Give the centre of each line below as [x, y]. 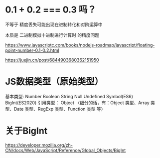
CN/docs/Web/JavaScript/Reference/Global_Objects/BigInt [66, 150]
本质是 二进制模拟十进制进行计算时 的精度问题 [52, 35]
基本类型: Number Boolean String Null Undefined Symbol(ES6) [69, 96]
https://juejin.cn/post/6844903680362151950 [52, 60]
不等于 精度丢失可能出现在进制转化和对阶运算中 [54, 24]
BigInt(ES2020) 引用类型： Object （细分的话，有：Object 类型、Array [77, 103]
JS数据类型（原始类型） [54, 82]
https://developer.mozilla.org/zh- [39, 145]
